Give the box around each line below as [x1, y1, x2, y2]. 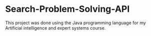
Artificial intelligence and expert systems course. [5, 25, 106, 31]
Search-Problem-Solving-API [5, 3, 130, 15]
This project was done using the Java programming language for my [5, 20, 146, 26]
